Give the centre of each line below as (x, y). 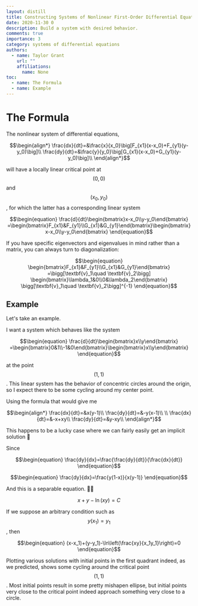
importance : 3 (24, 39)
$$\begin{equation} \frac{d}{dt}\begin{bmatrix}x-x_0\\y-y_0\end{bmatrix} (99, 219)
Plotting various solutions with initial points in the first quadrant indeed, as (96, 561)
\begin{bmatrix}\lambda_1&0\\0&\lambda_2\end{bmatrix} (99, 279)
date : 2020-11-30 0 (30, 22)
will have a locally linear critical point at (54, 169)
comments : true (25, 34)
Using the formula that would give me (52, 401)
